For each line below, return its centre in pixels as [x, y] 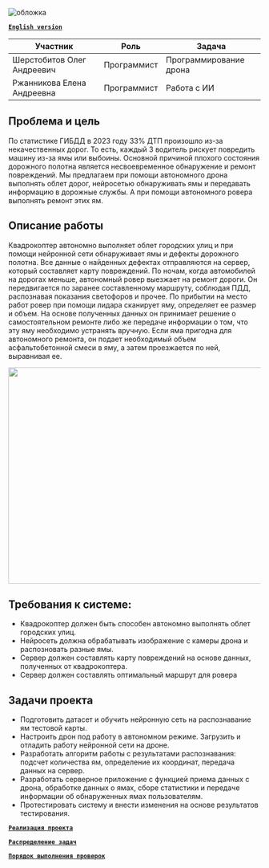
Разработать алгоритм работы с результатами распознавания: [128, 754]
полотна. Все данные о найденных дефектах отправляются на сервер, [129, 262]
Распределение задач [43, 842]
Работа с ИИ [190, 88]
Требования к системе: [70, 605]
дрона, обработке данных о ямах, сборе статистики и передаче [130, 788]
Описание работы [56, 226]
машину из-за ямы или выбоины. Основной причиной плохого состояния [134, 157]
